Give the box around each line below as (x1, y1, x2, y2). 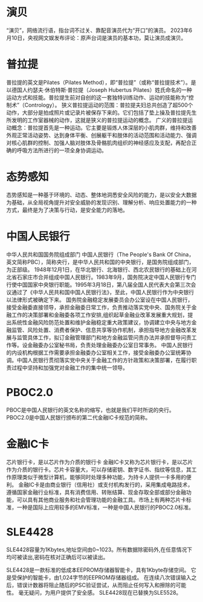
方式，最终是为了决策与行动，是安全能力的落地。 (6, 206, 128, 213)
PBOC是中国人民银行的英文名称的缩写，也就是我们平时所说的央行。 (6, 406, 175, 414)
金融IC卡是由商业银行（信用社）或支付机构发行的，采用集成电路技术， (18, 481, 193, 488)
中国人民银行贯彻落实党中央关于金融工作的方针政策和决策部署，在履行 (16, 356, 192, 363)
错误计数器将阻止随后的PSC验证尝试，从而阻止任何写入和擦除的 (16, 581, 176, 589)
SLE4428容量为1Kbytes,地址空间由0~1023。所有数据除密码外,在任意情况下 (6, 546, 192, 553)
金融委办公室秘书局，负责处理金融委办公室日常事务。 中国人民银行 (27, 341, 193, 348)
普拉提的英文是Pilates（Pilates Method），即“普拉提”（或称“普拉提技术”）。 (6, 78, 192, 86)
